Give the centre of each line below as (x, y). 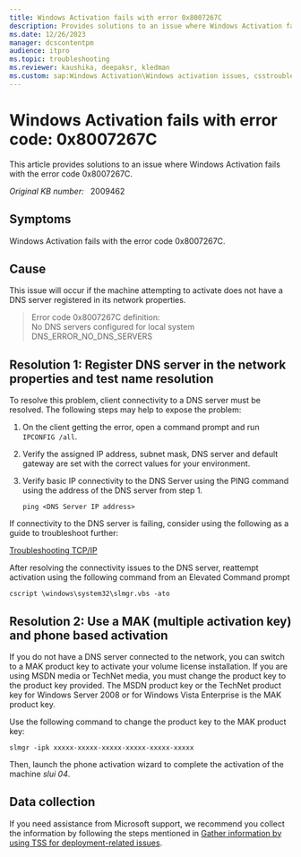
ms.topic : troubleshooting (60, 59)
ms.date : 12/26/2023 (48, 34)
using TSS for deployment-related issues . (86, 843)
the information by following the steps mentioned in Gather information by (146, 833)
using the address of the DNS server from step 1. (112, 490)
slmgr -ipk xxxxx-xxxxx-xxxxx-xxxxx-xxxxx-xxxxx (102, 748)
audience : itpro (39, 51)
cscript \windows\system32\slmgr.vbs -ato (90, 594)
